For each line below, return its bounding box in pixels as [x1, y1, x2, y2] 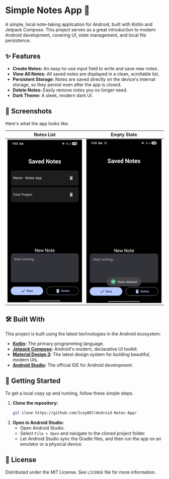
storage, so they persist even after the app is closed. [12, 81, 122, 87]
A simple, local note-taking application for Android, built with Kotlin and [5, 21, 153, 27]
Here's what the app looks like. [5, 120, 69, 126]
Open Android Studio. [20, 424, 65, 431]
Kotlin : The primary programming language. [12, 341, 104, 347]
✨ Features [5, 52, 41, 61]
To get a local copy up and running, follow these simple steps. [5, 390, 134, 396]
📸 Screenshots [5, 107, 52, 116]
